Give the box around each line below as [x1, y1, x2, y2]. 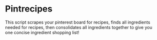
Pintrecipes [5, 3, 53, 14]
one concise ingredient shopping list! [5, 29, 79, 35]
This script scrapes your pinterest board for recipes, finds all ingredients [5, 19, 150, 25]
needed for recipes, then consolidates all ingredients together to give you [5, 24, 153, 30]
